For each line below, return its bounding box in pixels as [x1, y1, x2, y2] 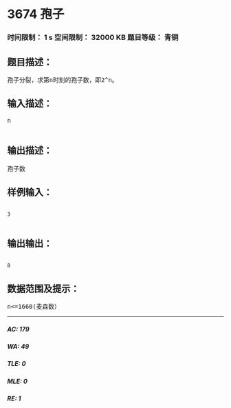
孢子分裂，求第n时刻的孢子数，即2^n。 [7, 76, 118, 83]
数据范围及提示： [7, 283, 80, 294]
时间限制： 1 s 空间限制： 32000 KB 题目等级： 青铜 [7, 32, 179, 42]
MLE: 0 [7, 377, 27, 385]
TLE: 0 [7, 360, 26, 368]
